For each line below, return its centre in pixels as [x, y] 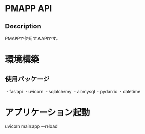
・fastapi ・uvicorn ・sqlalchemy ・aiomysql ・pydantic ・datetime [73, 91]
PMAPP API [29, 8]
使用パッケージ [27, 79]
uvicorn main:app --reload [31, 126]
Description [23, 26]
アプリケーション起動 [48, 113]
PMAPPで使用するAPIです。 [33, 38]
